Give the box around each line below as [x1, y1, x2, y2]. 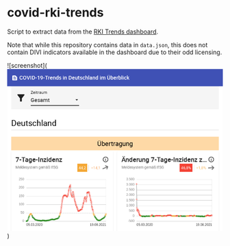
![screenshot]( [7, 61, 48, 69]
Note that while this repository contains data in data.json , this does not [7, 40, 208, 49]
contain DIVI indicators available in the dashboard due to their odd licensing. [7, 48, 222, 56]
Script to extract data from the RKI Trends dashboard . [7, 27, 159, 36]
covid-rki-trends [7, 5, 104, 21]
